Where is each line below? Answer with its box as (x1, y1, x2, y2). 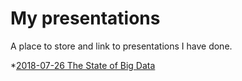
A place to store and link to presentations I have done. (10, 40, 233, 52)
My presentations (10, 7, 161, 30)
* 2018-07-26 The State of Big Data (10, 59, 156, 71)
